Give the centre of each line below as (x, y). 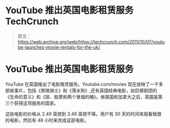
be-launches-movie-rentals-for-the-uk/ (59, 47)
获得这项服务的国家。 (36, 103)
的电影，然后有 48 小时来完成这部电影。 (47, 120)
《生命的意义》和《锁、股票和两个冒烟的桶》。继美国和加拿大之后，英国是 (82, 97)
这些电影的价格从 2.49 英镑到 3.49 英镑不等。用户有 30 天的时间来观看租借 (83, 114)
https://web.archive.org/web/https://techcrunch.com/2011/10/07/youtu (91, 41)
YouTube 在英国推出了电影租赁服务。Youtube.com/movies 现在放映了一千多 (84, 84)
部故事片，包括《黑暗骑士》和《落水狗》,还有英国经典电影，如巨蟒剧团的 (81, 90)
